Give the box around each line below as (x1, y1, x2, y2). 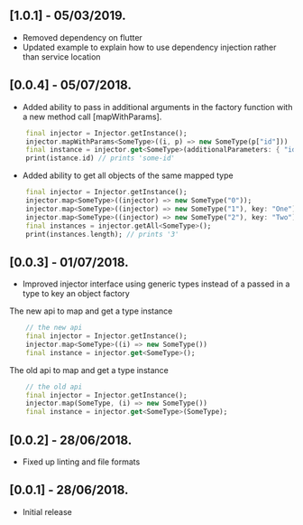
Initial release (22, 506, 72, 517)
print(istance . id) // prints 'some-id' (25, 154, 176, 163)
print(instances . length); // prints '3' (25, 230, 179, 239)
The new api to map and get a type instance (9, 305, 173, 316)
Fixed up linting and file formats (22, 456, 141, 467)
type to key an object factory (22, 288, 131, 299)
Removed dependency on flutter (22, 32, 142, 42)
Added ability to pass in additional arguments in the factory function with (22, 101, 293, 112)
